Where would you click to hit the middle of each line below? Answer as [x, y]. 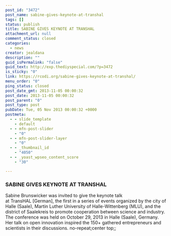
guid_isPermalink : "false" [34, 62]
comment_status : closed [31, 39]
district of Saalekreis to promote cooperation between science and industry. [85, 211]
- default [25, 124]
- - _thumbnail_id [30, 148]
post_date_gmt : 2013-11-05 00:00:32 [44, 91]
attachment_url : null [28, 34]
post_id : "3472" [22, 10]
